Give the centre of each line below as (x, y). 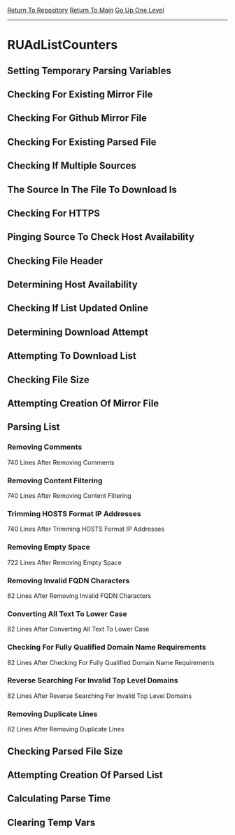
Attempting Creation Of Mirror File (83, 404)
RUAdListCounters (63, 45)
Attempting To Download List (72, 356)
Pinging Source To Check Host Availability (101, 237)
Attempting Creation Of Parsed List (85, 775)
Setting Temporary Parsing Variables (89, 70)
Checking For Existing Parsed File (82, 142)
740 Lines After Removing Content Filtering (69, 496)
